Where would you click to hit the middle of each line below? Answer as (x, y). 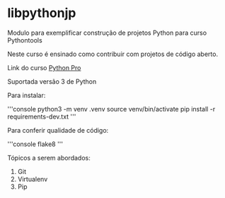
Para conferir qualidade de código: (58, 130)
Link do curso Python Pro (44, 67)
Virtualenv (33, 179)
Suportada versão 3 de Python (52, 81)
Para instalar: (27, 95)
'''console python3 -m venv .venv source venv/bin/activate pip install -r (111, 109)
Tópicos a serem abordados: (49, 158)
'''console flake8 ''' (35, 144)
